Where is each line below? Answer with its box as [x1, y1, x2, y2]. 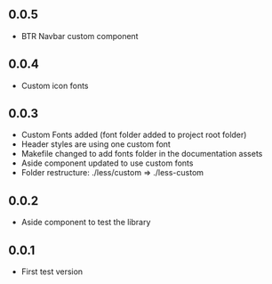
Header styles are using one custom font [20, 139, 171, 150]
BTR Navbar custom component [20, 30, 139, 41]
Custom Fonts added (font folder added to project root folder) [20, 129, 247, 141]
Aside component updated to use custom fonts [20, 158, 194, 168]
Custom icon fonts [20, 80, 89, 91]
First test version [20, 266, 84, 277]
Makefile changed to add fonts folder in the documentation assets [20, 149, 263, 159]
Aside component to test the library [20, 217, 151, 228]
